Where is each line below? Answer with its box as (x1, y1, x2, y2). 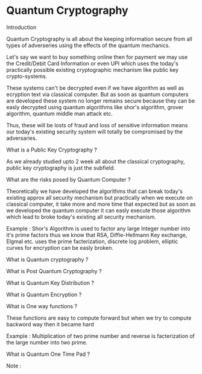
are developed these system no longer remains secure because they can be (6, 97, 195, 104)
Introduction (6, 24, 37, 31)
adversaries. (6, 134, 37, 142)
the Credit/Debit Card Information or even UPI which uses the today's (6, 60, 179, 67)
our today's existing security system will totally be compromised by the (6, 128, 183, 135)
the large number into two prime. (6, 338, 88, 346)
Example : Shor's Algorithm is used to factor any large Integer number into (6, 224, 191, 232)
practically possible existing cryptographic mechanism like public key (6, 66, 179, 73)
